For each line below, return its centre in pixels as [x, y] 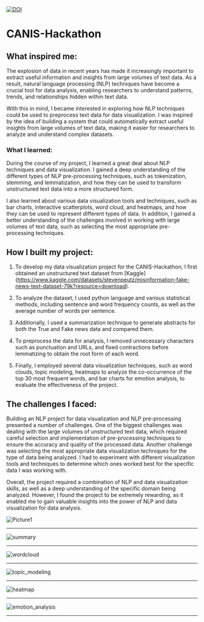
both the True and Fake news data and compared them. [85, 329]
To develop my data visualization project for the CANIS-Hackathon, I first [106, 267]
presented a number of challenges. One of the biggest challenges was [94, 425]
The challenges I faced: [52, 404]
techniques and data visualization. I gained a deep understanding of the [96, 169]
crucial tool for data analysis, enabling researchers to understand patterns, [100, 90]
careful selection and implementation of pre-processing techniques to [94, 438]
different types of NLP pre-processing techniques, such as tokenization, [97, 176]
